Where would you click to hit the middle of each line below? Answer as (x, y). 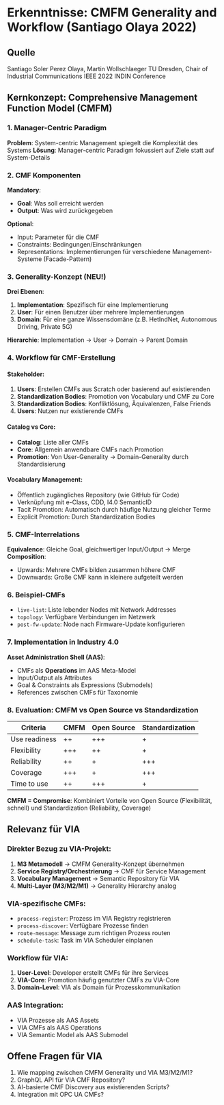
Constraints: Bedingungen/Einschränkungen (79, 244)
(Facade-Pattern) (68, 259)
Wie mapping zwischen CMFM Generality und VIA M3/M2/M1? (105, 1073)
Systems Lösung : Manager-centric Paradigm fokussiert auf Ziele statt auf (111, 150)
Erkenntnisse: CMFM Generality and (112, 13)
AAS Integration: (35, 1005)
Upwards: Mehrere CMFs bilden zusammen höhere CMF (96, 570)
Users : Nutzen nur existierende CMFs (70, 411)
